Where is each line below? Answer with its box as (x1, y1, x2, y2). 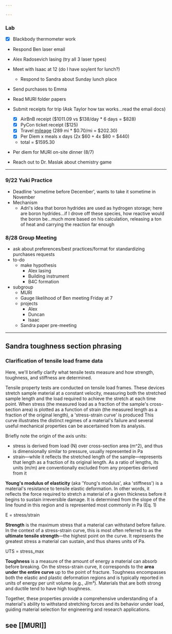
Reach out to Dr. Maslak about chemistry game (12, 159, 112, 165)
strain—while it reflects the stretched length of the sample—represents (12, 454, 163, 460)
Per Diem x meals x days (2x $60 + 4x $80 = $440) (20, 133, 130, 139)
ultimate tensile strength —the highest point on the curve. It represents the (5, 533, 164, 539)
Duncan (28, 311, 45, 317)
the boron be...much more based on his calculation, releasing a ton (20, 215, 162, 222)
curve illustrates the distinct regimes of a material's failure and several (5, 417, 154, 423)
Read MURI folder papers (12, 96, 67, 102)
